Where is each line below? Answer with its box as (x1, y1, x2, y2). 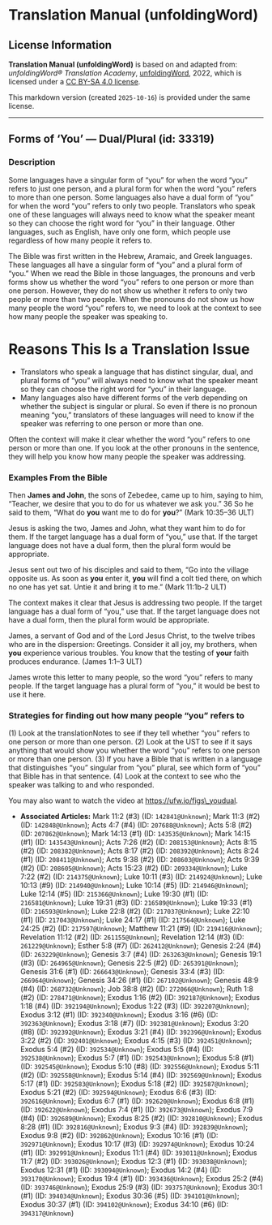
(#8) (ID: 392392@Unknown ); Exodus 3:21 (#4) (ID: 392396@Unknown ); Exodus (19, 1027, 261, 1037)
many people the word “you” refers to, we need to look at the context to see (8, 303, 261, 313)
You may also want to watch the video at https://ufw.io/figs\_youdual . (8, 796, 239, 805)
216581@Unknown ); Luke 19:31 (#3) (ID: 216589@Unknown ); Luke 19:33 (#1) (19, 898, 253, 908)
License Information (8, 38, 112, 52)
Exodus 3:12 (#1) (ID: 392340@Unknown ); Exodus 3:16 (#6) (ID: (19, 1010, 219, 1020)
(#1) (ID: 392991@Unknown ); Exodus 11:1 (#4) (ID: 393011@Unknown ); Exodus (19, 1148, 257, 1158)
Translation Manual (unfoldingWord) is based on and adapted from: (8, 59, 238, 69)
